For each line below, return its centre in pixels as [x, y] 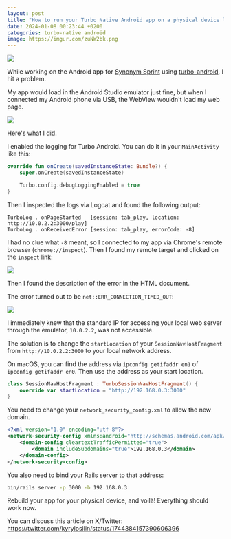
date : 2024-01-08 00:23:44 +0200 [55, 26]
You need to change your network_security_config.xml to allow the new [109, 410]
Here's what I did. [32, 133]
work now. [22, 508]
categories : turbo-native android [57, 33]
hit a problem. [27, 79]
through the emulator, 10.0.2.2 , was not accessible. [80, 330]
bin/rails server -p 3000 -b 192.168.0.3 [67, 487]
